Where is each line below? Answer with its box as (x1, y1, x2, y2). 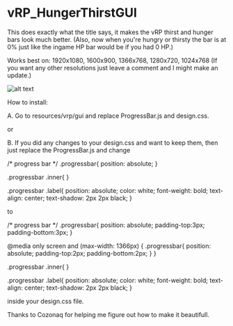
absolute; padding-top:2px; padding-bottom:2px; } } (7, 249, 156, 257)
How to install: (7, 98, 49, 106)
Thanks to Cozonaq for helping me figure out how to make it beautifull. (7, 310, 210, 318)
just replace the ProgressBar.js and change (7, 146, 131, 154)
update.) (7, 71, 32, 79)
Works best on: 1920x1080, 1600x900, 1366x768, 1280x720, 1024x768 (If (7, 56, 218, 64)
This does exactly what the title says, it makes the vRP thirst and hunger (7, 28, 214, 36)
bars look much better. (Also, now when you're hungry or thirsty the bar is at (7, 35, 227, 43)
